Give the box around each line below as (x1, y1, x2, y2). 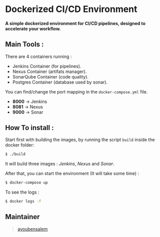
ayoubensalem (17, 226, 48, 232)
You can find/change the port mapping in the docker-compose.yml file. (5, 88, 148, 94)
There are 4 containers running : (5, 53, 72, 59)
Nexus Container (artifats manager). (12, 68, 87, 74)
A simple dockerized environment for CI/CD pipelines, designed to (5, 20, 146, 26)
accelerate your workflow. (5, 25, 61, 31)
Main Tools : (5, 40, 44, 48)
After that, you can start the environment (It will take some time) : (5, 170, 139, 176)
